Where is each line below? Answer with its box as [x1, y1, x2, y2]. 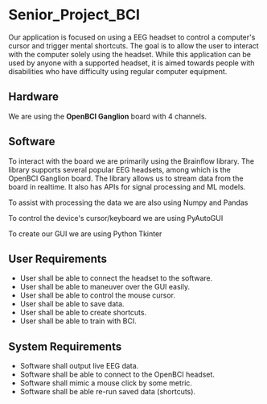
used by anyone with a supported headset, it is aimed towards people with [8, 58, 255, 68]
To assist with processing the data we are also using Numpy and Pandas [8, 198, 249, 207]
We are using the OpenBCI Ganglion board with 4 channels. [8, 111, 207, 121]
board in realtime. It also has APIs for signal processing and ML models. [8, 181, 246, 191]
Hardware [8, 90, 59, 104]
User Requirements [8, 252, 107, 265]
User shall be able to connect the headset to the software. [19, 273, 213, 283]
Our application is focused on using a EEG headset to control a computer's [8, 32, 256, 42]
